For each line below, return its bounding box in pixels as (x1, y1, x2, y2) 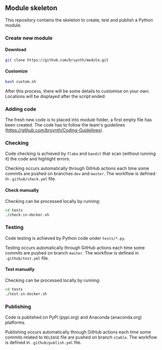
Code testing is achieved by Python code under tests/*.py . (5, 235, 126, 241)
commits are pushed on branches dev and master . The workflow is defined (5, 171, 156, 177)
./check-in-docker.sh (5, 212, 50, 217)
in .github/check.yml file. (5, 176, 56, 182)
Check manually (5, 187, 39, 193)
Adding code (5, 105, 37, 112)
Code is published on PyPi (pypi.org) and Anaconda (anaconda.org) (5, 314, 142, 320)
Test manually (5, 266, 35, 272)
